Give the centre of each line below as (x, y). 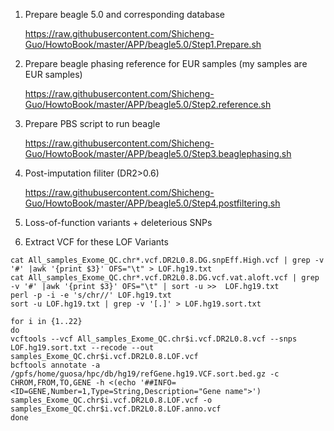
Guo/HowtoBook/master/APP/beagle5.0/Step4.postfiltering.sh (152, 203)
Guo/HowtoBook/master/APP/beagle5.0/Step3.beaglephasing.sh (158, 153)
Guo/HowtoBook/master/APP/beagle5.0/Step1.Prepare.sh (143, 44)
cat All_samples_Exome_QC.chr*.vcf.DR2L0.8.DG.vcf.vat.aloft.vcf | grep (165, 278)
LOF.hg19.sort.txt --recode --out (82, 348)
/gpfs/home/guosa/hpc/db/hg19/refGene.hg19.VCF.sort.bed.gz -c (145, 374)
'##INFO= (158, 383)
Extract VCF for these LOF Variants (96, 242)
